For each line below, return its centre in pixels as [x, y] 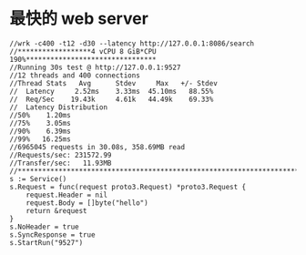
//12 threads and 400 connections [75, 75]
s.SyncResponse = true [52, 235]
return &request [57, 210]
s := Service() [38, 178]
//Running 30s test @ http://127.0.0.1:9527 [95, 67]
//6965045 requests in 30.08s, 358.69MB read [97, 147]
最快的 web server [79, 19]
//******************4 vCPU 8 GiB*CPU [83, 51]
